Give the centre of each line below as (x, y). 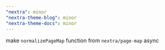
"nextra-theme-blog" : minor (41, 18)
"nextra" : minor (26, 12)
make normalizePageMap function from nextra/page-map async (82, 41)
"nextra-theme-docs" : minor (41, 23)
